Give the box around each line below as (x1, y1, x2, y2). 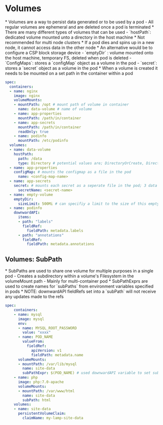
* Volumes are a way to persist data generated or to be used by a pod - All (5, 19, 154, 25)
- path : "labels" (17, 219, 53, 224)
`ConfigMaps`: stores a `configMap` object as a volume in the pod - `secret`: (5, 60, 157, 66)
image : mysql (17, 317, 45, 321)
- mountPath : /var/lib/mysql (17, 362, 77, 366)
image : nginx (14, 93, 40, 98)
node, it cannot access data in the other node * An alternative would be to (5, 45, 153, 50)
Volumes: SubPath (5, 255, 62, 263)
